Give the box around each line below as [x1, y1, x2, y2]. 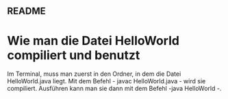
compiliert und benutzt [7, 47, 140, 63]
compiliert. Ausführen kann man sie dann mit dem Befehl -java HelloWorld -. [7, 85, 222, 93]
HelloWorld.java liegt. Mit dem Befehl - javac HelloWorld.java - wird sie [7, 77, 206, 85]
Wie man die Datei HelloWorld [7, 33, 180, 48]
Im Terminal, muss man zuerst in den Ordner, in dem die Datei [7, 70, 181, 78]
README [7, 5, 46, 17]
